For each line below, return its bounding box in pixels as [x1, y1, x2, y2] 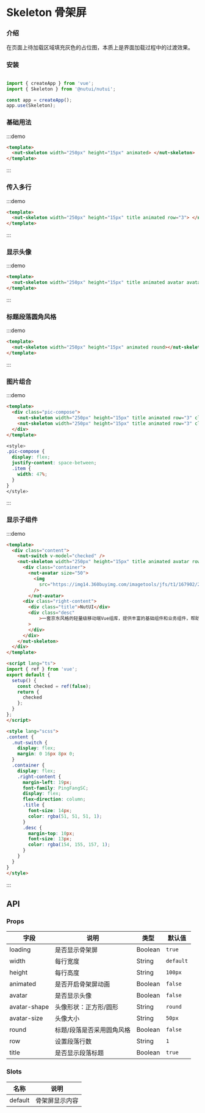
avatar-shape [9, 1003, 49, 1011]
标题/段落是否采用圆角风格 [54, 1026, 131, 1034]
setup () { [12, 677, 37, 683]
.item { [12, 466, 32, 472]
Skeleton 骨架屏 [6, 5, 87, 20]
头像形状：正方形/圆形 [54, 1003, 119, 1012]
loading [9, 945, 31, 954]
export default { [6, 672, 51, 678]
